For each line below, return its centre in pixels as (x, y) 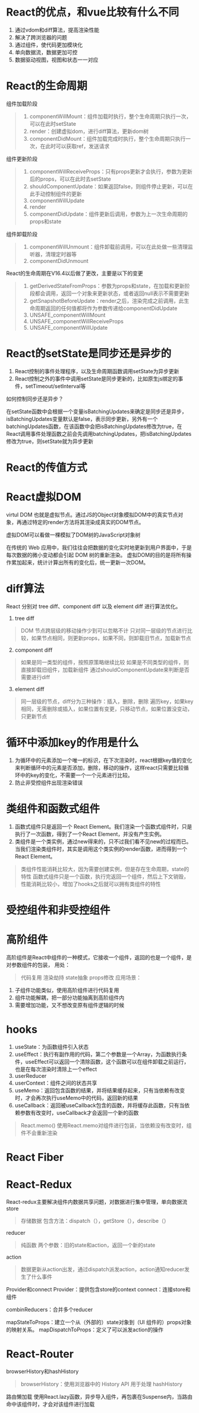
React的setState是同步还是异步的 (89, 354)
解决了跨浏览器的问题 (41, 37)
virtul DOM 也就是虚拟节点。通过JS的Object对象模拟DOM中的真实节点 (92, 515)
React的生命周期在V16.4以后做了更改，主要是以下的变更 (75, 273)
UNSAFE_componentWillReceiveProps (76, 321)
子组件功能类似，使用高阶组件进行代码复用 (67, 990)
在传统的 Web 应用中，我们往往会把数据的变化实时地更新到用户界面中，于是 (99, 547)
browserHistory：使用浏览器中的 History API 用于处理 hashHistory (102, 1384)
